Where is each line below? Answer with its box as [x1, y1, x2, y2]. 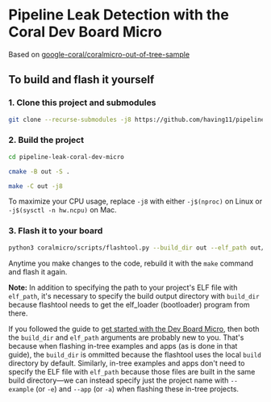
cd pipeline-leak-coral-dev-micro [8, 153, 125, 161]
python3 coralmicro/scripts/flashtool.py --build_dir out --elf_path [8, 244, 248, 252]
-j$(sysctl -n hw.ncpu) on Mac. [8, 205, 117, 215]
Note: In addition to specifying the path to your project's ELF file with [8, 283, 238, 292]
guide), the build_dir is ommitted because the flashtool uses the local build [8, 350, 262, 359]
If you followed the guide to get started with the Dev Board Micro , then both [8, 324, 260, 333]
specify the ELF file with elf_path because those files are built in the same [8, 366, 256, 376]
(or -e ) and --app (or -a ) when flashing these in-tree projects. [35, 383, 240, 393]
